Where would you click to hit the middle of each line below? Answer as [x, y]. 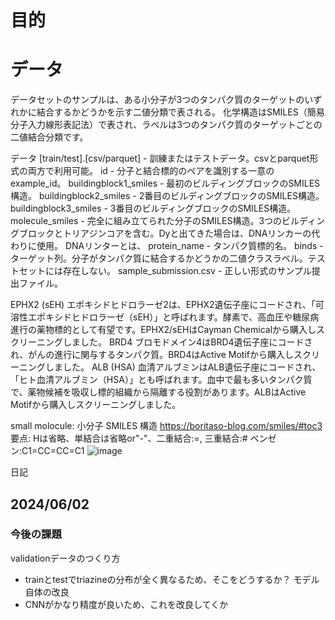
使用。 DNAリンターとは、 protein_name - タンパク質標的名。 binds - [180, 246]
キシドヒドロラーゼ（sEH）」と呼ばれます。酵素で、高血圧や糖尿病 [182, 317]
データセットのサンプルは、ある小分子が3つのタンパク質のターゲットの [157, 100]
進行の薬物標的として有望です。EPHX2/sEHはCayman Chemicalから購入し [163, 330]
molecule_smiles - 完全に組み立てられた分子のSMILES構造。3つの [146, 221]
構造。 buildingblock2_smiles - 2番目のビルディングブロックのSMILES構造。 [167, 196]
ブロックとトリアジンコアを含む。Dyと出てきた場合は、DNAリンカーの [165, 233]
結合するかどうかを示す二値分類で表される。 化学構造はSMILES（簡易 [180, 112]
